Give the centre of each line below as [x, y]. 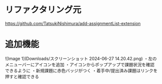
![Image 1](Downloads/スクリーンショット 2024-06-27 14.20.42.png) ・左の [81, 59]
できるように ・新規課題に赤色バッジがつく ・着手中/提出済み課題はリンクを [81, 71]
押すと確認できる [22, 76]
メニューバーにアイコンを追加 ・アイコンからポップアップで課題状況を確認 [80, 64]
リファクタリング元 [43, 10]
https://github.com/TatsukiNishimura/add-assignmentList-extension [73, 23]
